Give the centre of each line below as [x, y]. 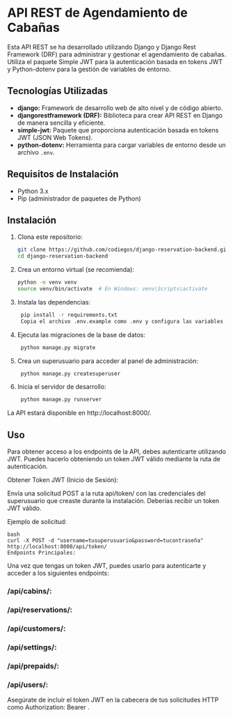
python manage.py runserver [61, 400]
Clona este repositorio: [50, 237]
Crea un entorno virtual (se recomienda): [75, 270]
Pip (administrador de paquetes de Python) [79, 198]
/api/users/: [28, 684]
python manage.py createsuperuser [71, 373]
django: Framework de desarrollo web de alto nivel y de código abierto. [120, 108]
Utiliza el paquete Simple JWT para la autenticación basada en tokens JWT [115, 61]
